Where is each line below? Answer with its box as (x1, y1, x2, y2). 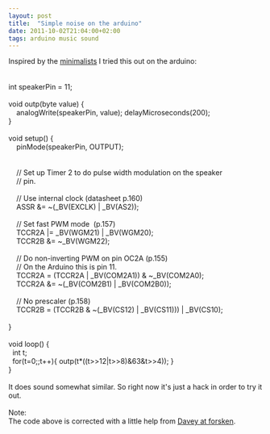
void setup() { (8, 134, 54, 144)
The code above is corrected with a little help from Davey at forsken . (8, 416, 236, 426)
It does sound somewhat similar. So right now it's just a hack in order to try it (8, 382, 263, 392)
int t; (11, 348, 27, 357)
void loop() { (8, 340, 50, 349)
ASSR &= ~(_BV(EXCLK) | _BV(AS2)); (15, 202, 139, 212)
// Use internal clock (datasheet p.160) (15, 194, 143, 203)
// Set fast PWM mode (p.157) (15, 219, 116, 229)
